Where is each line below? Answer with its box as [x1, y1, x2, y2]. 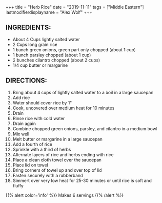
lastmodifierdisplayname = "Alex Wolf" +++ [5, 9, 93, 15]
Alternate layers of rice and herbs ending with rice [12, 151, 114, 158]
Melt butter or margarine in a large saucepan [12, 136, 103, 142]
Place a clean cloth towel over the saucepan [12, 157, 102, 162]
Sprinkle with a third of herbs [12, 146, 71, 152]
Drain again [12, 121, 36, 126]
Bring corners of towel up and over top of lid [12, 167, 102, 173]
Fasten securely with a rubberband [12, 172, 83, 178]
